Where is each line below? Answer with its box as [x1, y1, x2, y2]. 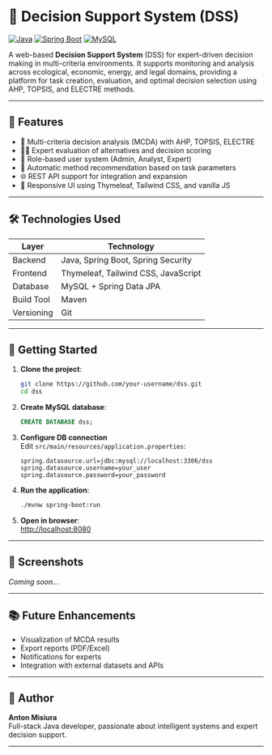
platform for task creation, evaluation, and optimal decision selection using [8, 75, 257, 85]
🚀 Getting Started [8, 343, 98, 356]
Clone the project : [19, 365, 83, 374]
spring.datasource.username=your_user [19, 464, 151, 472]
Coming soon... [8, 577, 59, 587]
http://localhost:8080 [19, 524, 91, 534]
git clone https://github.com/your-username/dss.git [19, 380, 202, 388]
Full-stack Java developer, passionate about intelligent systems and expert [8, 721, 258, 732]
